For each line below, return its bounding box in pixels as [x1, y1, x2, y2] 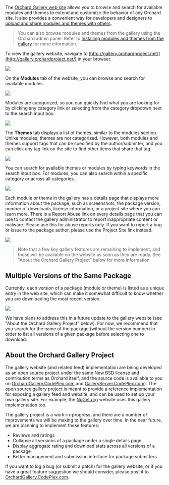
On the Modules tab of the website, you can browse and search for [5, 75, 145, 81]
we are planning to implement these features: [5, 422, 99, 428]
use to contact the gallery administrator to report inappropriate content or [5, 216, 158, 222]
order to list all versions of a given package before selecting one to [5, 331, 144, 337]
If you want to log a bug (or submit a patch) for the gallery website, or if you [5, 463, 163, 469]
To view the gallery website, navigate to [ [5, 50, 91, 56]
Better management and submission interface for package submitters [12, 453, 157, 459]
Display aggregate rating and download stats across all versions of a [12, 443, 155, 449]
